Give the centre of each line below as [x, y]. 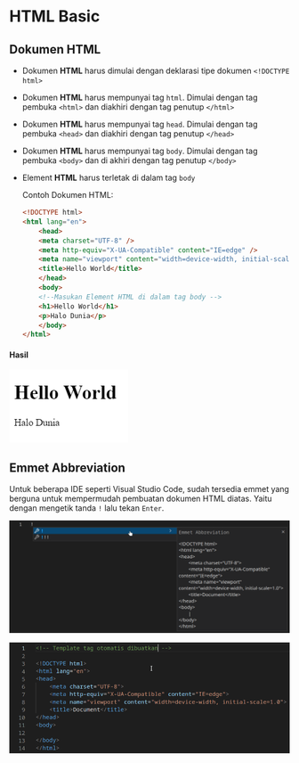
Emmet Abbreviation [68, 468]
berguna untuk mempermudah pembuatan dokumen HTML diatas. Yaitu [141, 499]
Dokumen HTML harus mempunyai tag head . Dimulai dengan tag [140, 124]
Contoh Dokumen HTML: [68, 195]
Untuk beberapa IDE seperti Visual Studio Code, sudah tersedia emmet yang [149, 489]
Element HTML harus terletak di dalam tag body [109, 177]
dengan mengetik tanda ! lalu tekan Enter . [87, 508]
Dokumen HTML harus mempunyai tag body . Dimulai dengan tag [140, 151]
